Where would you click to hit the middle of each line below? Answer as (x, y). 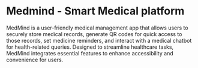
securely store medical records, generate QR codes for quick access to (94, 34)
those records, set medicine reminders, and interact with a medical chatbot (99, 40)
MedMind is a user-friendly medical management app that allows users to (97, 28)
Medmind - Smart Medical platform (95, 11)
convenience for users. (35, 60)
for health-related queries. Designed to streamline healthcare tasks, (90, 47)
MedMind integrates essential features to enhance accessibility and (90, 53)
